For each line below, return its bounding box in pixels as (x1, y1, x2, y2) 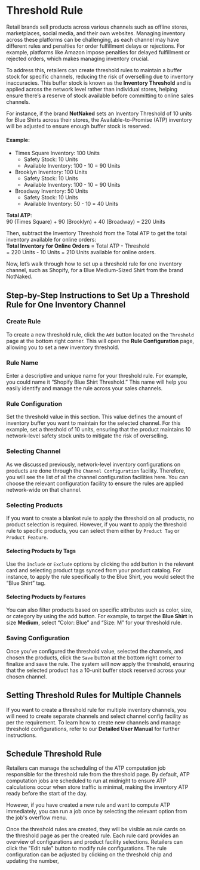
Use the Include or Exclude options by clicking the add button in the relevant (6, 560, 194, 567)
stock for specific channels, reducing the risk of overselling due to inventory (6, 73, 194, 80)
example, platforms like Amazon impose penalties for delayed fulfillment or (6, 48, 190, 55)
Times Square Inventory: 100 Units (14, 150, 100, 157)
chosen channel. (6, 672, 47, 680)
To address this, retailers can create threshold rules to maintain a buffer (6, 66, 182, 73)
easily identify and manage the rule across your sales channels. (6, 385, 163, 392)
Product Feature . (6, 533, 48, 541)
